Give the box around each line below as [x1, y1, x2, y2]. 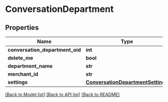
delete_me [7, 55, 33, 61]
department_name [7, 63, 53, 69]
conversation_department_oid [7, 46, 81, 53]
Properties [5, 23, 39, 32]
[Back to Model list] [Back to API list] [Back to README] [5, 92, 120, 98]
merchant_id [7, 71, 38, 78]
